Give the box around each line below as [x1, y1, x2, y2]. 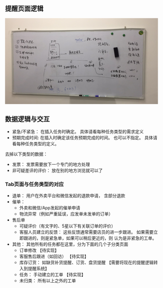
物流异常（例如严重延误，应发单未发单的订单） [19, 211, 113, 217]
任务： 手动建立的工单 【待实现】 [19, 271, 86, 278]
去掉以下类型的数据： [5, 151, 48, 157]
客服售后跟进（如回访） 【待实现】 [19, 254, 89, 259]
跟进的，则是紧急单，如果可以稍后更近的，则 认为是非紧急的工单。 [23, 235, 157, 241]
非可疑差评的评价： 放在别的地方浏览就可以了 [12, 168, 103, 173]
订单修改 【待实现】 [19, 247, 59, 254]
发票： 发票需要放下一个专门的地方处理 [12, 162, 90, 168]
